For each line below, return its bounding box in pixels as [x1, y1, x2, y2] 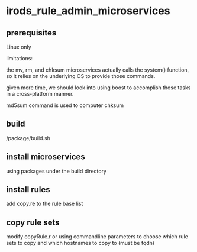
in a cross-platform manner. [6, 91, 74, 97]
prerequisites [6, 28, 57, 38]
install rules [6, 185, 50, 195]
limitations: [6, 55, 33, 62]
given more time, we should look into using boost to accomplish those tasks [6, 84, 191, 91]
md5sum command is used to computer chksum [6, 102, 124, 109]
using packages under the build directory [6, 167, 106, 175]
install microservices [6, 152, 86, 162]
